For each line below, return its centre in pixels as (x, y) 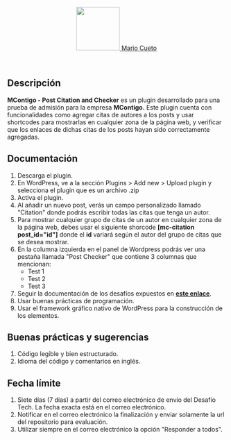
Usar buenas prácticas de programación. (76, 301)
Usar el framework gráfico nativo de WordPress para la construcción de (120, 308)
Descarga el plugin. (45, 175)
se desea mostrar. (43, 242)
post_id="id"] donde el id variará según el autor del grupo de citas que (119, 234)
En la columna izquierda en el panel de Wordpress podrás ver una (111, 249)
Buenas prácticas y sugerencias (78, 338)
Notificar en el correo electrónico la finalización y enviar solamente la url (121, 415)
